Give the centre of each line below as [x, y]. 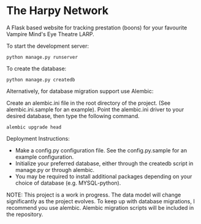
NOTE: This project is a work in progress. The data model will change [94, 195]
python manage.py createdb [41, 80]
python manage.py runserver [42, 57]
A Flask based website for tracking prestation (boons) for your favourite [97, 28]
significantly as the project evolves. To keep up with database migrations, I [100, 201]
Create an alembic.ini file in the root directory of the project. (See [88, 103]
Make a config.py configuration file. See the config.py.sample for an [101, 150]
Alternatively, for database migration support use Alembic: [80, 91]
